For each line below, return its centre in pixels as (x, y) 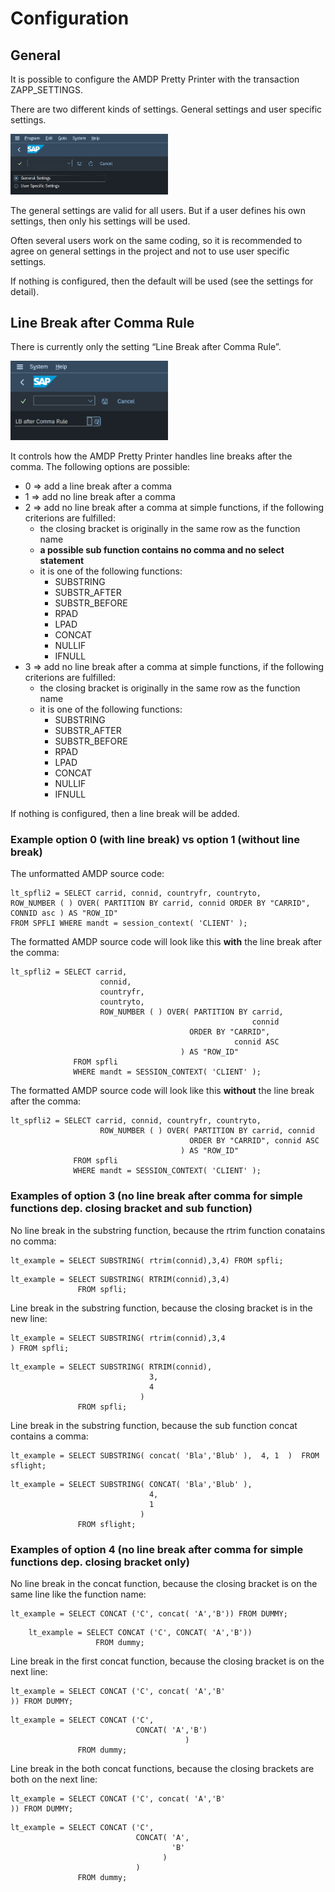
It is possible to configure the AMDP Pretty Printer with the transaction (155, 79)
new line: (29, 1318)
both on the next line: (54, 1779)
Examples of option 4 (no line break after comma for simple (157, 1549)
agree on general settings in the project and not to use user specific (150, 251)
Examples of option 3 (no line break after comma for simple (156, 1196)
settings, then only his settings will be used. (100, 221)
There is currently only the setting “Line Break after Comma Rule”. (146, 347)
